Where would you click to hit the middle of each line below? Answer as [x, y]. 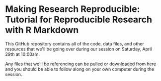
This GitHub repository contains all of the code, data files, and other [75, 43]
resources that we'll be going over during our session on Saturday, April [79, 49]
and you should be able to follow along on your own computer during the [80, 69]
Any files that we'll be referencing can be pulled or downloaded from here [81, 64]
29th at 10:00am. [22, 54]
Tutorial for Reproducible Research [79, 20]
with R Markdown [42, 30]
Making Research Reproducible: [73, 9]
